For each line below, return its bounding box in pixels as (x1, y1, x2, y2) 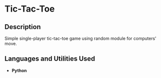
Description (4, 23, 41, 31)
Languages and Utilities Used (4, 55, 95, 63)
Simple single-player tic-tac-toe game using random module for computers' (4, 35, 157, 41)
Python (11, 67, 27, 73)
